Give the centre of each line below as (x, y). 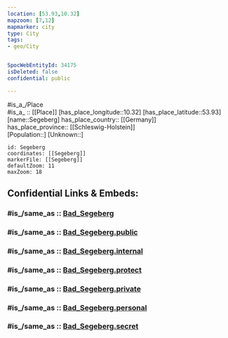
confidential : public (39, 78)
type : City (23, 33)
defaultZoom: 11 (31, 166)
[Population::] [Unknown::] (46, 134)
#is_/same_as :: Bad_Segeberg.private (74, 289)
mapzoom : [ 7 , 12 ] (31, 20)
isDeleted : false (33, 72)
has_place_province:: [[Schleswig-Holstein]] (71, 126)
